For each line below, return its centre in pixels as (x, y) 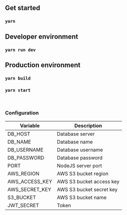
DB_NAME (19, 142)
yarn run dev (20, 50)
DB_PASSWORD (26, 157)
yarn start (18, 90)
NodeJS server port (79, 166)
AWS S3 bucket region (82, 173)
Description (88, 126)
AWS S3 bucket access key (88, 181)
